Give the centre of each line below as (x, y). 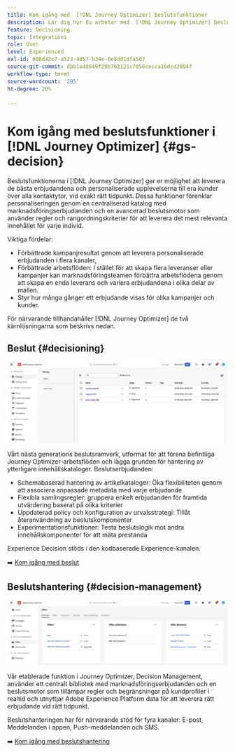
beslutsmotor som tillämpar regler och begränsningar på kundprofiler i (108, 692)
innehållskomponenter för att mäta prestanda (82, 535)
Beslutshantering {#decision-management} (105, 587)
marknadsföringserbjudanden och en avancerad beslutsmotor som (104, 211)
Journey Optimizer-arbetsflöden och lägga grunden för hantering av (106, 461)
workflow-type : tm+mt (39, 74)
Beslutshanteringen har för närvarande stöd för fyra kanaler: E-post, (105, 720)
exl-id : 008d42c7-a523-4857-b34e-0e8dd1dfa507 (76, 60)
